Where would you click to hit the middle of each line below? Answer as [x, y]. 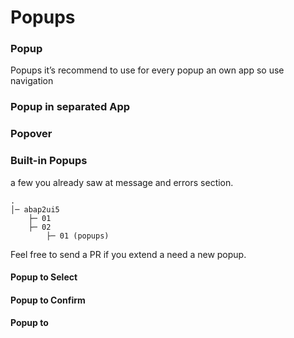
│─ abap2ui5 [35, 209]
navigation [32, 81]
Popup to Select [44, 277]
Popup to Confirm [48, 300]
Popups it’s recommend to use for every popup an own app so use [147, 70]
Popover [31, 134]
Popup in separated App [70, 107]
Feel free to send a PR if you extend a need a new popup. [128, 254]
